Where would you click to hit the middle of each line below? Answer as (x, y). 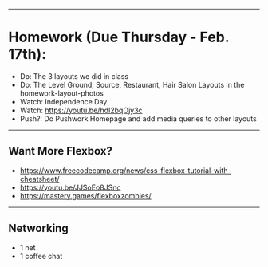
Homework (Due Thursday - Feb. (119, 37)
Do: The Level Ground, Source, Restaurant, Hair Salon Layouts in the (132, 84)
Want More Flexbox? (61, 151)
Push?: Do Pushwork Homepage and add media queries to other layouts (138, 118)
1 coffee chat (41, 256)
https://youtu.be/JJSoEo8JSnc (70, 187)
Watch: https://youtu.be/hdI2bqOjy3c (81, 110)
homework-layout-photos (61, 93)
